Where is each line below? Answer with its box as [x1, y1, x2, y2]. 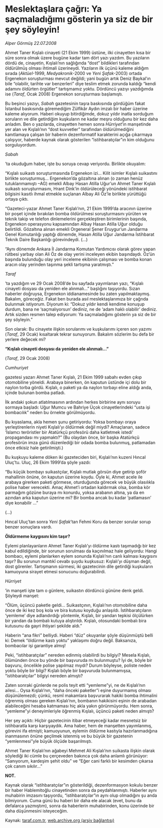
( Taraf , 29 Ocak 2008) [5, 355, 50, 361]
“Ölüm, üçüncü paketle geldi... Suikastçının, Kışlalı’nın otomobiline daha [5, 602, 147, 608]
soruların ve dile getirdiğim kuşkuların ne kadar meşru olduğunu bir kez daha [5, 116, 158, 122]
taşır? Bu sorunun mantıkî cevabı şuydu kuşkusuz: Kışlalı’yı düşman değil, [5, 558, 152, 564]
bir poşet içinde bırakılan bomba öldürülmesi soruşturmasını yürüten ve [5, 210, 147, 216]
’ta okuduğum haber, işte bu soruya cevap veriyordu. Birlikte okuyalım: [5, 161, 146, 167]
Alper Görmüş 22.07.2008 [5, 40, 57, 46]
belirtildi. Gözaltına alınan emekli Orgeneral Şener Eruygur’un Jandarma [5, 226, 148, 232]
